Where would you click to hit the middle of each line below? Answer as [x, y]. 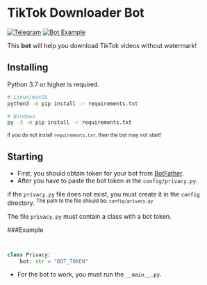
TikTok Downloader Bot [76, 13]
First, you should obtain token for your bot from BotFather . [100, 174]
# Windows [22, 116]
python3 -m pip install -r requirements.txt [73, 103]
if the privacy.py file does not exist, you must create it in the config [104, 194]
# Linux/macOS [28, 97]
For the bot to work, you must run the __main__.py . [89, 275]
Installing [28, 68]
